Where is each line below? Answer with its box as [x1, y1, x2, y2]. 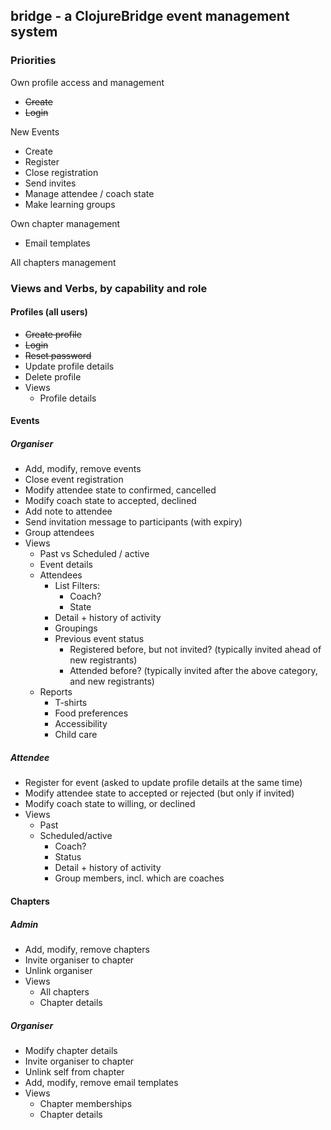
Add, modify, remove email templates [24, 1076, 179, 1088]
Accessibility [54, 718, 108, 730]
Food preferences [54, 707, 129, 719]
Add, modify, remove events [24, 463, 142, 475]
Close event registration [24, 474, 124, 486]
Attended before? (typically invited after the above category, [69, 665, 318, 677]
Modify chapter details [24, 1044, 118, 1056]
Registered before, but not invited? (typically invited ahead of [69, 644, 322, 656]
